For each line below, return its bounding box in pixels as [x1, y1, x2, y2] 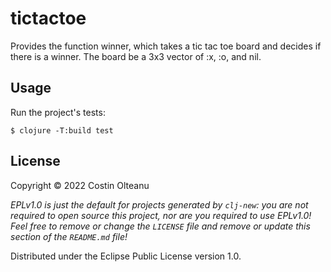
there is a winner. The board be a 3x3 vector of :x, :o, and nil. [10, 50, 262, 62]
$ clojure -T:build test [10, 125, 114, 136]
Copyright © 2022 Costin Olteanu [10, 179, 150, 191]
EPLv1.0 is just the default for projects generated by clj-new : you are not [10, 198, 309, 211]
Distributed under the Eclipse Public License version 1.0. [10, 250, 242, 262]
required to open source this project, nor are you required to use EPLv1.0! [10, 209, 312, 221]
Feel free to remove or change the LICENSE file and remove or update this [10, 220, 311, 232]
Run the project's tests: [10, 106, 106, 118]
